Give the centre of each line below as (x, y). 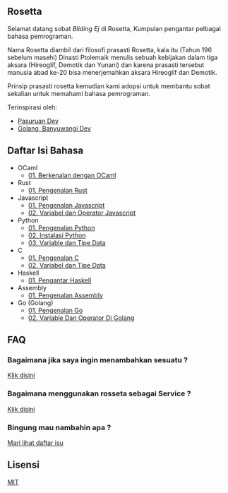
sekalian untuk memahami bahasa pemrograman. (79, 93)
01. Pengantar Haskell (60, 280)
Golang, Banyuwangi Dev (54, 128)
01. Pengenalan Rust (58, 190)
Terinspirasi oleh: (32, 107)
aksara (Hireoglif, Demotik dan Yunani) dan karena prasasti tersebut (106, 65)
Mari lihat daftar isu (35, 442)
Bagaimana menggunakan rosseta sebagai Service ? (99, 393)
